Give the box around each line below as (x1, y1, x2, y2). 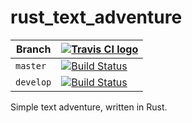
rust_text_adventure (10, 6, 183, 29)
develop (15, 76, 52, 88)
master (15, 60, 47, 71)
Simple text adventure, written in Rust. (10, 101, 168, 113)
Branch (15, 42, 52, 56)
